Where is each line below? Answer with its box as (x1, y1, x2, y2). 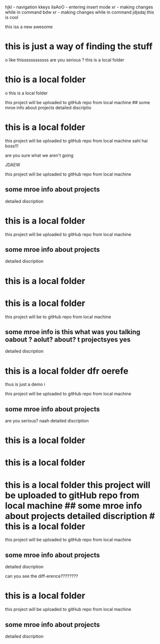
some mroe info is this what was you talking (5, 328, 141, 336)
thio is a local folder (5, 74, 86, 85)
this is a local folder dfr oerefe (5, 365, 129, 376)
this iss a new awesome (5, 24, 53, 30)
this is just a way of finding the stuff (5, 41, 153, 52)
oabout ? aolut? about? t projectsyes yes (5, 335, 131, 343)
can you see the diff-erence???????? (5, 573, 78, 579)
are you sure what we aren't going (5, 152, 74, 158)
